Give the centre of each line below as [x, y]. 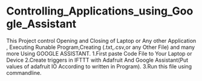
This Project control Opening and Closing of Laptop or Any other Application [101, 40]
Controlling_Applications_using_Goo [100, 11]
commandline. [24, 73]
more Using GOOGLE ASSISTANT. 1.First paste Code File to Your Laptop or [99, 53]
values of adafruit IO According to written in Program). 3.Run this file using [99, 66]
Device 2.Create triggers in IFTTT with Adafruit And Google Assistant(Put [97, 60]
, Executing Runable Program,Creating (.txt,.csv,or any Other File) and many [101, 47]
